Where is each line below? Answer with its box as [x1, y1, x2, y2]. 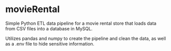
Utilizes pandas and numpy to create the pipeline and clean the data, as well [5, 35, 166, 41]
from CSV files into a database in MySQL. [5, 25, 93, 31]
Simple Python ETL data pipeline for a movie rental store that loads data [5, 20, 157, 26]
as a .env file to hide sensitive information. [5, 40, 95, 46]
